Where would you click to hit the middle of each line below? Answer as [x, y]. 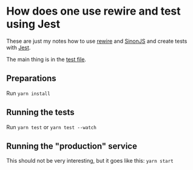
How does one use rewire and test [93, 11]
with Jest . [19, 48]
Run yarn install [28, 93]
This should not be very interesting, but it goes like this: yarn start [90, 161]
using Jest [33, 24]
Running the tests [40, 112]
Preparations [31, 78]
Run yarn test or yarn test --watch [52, 127]
